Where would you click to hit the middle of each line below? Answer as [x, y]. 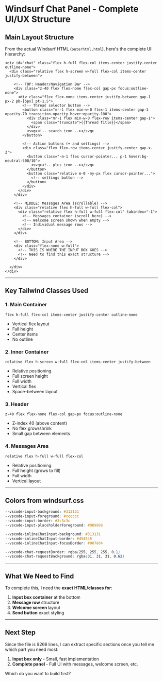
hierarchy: [15, 54]
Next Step [20, 633]
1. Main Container [26, 305]
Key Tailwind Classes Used [47, 291]
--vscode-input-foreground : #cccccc [42, 516]
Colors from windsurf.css [44, 500]
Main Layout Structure [40, 37]
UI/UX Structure [38, 19]
